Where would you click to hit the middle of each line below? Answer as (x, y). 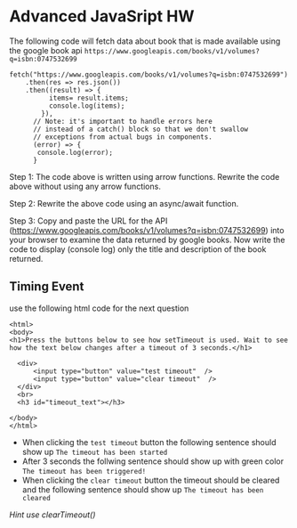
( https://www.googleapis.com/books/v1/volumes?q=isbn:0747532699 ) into (147, 230)
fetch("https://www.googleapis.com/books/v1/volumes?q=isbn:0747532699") (149, 74)
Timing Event (47, 287)
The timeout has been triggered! (84, 471)
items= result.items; (88, 98)
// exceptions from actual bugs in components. (123, 137)
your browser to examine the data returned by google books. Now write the (147, 240)
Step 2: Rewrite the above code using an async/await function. (124, 203)
